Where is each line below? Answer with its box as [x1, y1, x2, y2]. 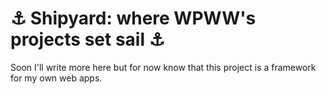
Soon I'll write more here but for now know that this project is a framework [10, 61, 317, 73]
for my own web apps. [10, 72, 103, 84]
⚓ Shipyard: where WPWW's [10, 7, 257, 30]
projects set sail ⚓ [10, 28, 165, 51]
